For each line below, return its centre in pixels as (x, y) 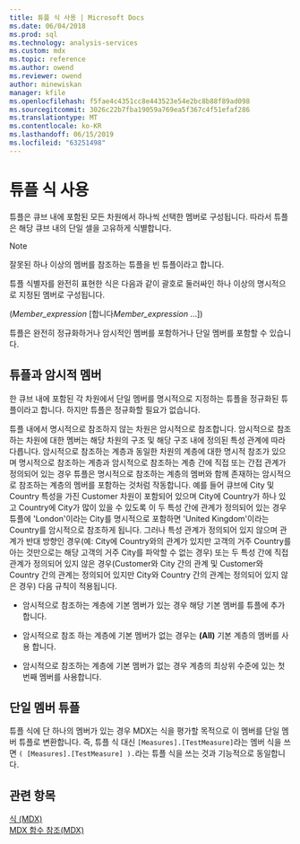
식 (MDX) (26, 819)
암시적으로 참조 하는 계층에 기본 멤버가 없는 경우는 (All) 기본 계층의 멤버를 (151, 635)
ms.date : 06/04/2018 (48, 26)
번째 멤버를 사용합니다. (62, 677)
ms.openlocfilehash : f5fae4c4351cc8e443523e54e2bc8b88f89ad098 (130, 101)
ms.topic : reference (48, 59)
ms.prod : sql (34, 34)
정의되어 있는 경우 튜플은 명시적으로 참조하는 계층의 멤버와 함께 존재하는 (135, 473)
